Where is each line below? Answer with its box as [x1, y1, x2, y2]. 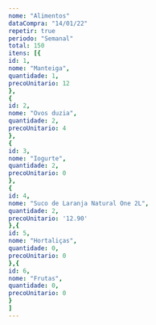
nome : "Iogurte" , [8, 154, 67, 162]
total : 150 [8, 42, 45, 50]
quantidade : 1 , [8, 72, 60, 80]
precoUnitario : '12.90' [8, 215, 88, 223]
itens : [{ [8, 49, 42, 57]
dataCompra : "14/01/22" [8, 19, 88, 27]
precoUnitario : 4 [8, 124, 67, 132]
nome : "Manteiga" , [8, 65, 70, 73]
